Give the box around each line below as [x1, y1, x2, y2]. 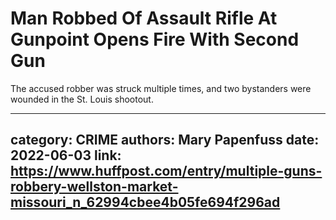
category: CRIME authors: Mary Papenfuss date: [10, 132, 320, 149]
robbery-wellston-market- [10, 178, 179, 196]
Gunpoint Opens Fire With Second [10, 28, 300, 51]
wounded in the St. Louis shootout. [10, 93, 154, 105]
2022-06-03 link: [10, 147, 122, 164]
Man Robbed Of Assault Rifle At [10, 7, 278, 30]
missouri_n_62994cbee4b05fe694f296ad [10, 194, 281, 211]
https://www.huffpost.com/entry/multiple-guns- [10, 163, 323, 180]
